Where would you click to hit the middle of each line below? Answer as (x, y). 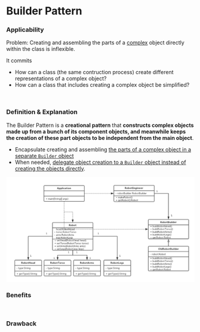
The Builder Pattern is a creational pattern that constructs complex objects (100, 125)
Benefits (19, 295)
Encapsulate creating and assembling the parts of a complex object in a (103, 149)
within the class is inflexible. (41, 49)
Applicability (25, 30)
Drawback (21, 324)
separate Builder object (44, 156)
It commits (19, 60)
